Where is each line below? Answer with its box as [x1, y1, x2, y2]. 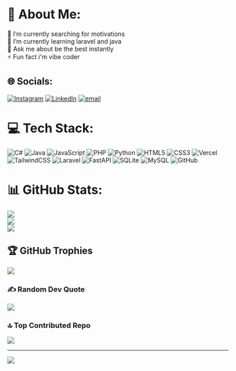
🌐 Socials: [7, 75, 53, 87]
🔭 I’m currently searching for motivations [7, 30, 125, 38]
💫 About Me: [7, 6, 81, 23]
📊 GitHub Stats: [7, 182, 103, 198]
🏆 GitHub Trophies [7, 245, 93, 257]
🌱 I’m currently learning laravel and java [7, 37, 122, 45]
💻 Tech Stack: [7, 120, 94, 136]
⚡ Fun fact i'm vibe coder [7, 52, 80, 61]
